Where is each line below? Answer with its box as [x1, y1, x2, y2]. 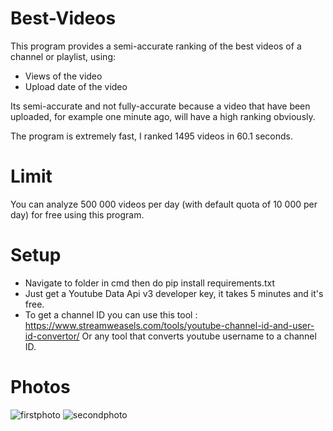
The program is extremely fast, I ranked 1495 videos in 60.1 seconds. [10, 130, 293, 142]
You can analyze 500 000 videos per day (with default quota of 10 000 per [10, 198, 318, 210]
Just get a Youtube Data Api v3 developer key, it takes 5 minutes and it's [24, 287, 324, 299]
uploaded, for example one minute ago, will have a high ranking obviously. [10, 110, 316, 122]
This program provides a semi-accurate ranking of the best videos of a [10, 40, 302, 52]
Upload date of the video [24, 80, 128, 92]
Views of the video [24, 70, 103, 82]
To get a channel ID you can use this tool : [24, 308, 198, 321]
